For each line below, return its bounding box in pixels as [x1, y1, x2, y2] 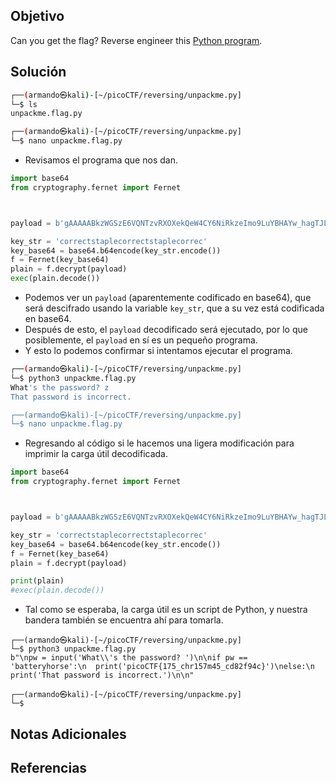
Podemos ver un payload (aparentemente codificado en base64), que [24, 292, 312, 303]
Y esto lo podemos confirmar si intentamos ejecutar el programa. [24, 345, 293, 356]
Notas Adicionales [10, 725, 127, 743]
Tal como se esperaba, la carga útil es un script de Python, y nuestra [24, 604, 308, 616]
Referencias [10, 759, 88, 776]
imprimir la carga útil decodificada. [24, 448, 168, 460]
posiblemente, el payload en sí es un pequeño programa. [24, 334, 258, 346]
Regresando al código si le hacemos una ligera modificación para [24, 437, 295, 449]
